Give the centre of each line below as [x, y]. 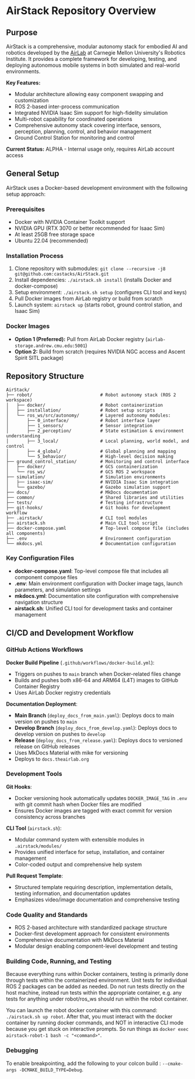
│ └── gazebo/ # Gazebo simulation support [88, 487]
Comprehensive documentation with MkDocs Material [79, 940]
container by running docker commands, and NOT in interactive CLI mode [95, 1023]
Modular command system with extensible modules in [79, 839]
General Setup [33, 174]
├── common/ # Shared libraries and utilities [95, 497]
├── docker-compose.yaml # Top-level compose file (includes [98, 528]
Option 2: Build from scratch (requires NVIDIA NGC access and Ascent [100, 351]
